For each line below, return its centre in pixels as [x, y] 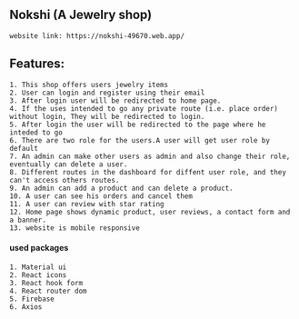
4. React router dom [49, 291]
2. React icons [38, 275]
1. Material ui [38, 267]
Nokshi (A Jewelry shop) [81, 15]
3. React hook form [46, 283]
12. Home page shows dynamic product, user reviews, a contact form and [150, 212]
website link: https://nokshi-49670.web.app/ [97, 35]
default [24, 148]
